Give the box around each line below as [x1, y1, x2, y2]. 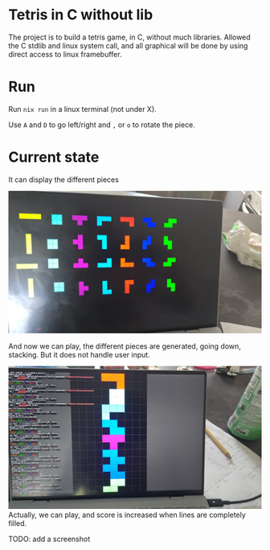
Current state [8, 148, 100, 167]
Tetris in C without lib [8, 6, 153, 24]
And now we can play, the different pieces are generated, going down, [8, 341, 241, 351]
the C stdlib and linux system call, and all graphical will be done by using [8, 40, 248, 50]
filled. [8, 518, 27, 528]
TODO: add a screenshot [8, 534, 91, 544]
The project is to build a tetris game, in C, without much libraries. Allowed [8, 32, 251, 42]
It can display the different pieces [8, 175, 119, 184]
